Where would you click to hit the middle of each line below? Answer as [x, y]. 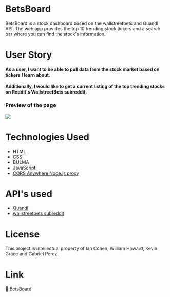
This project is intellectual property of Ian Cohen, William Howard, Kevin [81, 248]
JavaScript [24, 168]
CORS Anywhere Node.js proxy [46, 173]
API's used [29, 194]
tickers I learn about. [28, 75]
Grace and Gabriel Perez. [32, 254]
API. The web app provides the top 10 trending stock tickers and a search [83, 28]
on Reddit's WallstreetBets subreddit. [46, 92]
